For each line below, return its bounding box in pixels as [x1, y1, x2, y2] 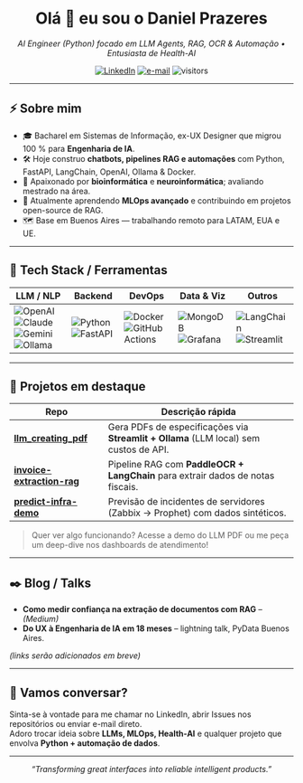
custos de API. [107, 443, 170, 456]
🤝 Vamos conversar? [9, 684, 128, 700]
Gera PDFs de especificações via [107, 420, 249, 433]
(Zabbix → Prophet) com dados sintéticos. [107, 506, 287, 519]
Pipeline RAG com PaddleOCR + [107, 458, 244, 471]
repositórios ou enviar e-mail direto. [9, 719, 142, 729]
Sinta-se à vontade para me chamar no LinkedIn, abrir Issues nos [9, 709, 252, 720]
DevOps [129, 289, 165, 302]
